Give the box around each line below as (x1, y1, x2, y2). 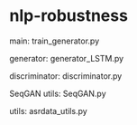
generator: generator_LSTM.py (9, 53, 124, 63)
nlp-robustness (9, 5, 129, 26)
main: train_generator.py (9, 35, 100, 46)
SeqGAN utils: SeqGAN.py (9, 88, 106, 99)
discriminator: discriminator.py (9, 70, 123, 82)
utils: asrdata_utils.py (9, 105, 87, 116)
